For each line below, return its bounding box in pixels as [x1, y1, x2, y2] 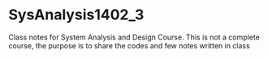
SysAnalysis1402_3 [8, 6, 145, 24]
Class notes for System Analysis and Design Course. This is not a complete [8, 32, 260, 42]
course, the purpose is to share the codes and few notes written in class [8, 40, 250, 50]
